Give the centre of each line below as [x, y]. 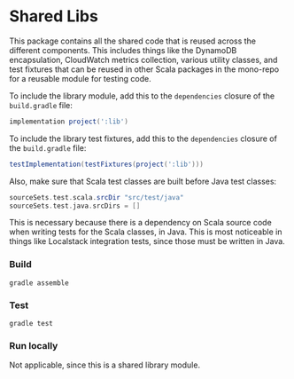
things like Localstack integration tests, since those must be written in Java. [147, 241]
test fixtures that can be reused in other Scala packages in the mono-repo [144, 69]
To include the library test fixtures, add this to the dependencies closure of [143, 138]
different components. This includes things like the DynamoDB [123, 50]
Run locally [34, 345]
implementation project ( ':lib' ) [69, 122]
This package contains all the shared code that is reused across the [133, 41]
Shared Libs [54, 16]
